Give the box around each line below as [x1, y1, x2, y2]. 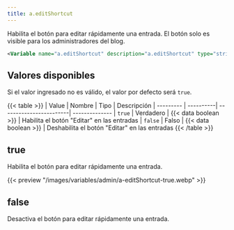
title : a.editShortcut [7, 10, 73, 17]
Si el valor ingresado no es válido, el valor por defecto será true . [7, 88, 192, 96]
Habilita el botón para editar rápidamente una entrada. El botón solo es [7, 29, 210, 38]
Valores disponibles [7, 69, 95, 81]
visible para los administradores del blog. [7, 36, 125, 45]
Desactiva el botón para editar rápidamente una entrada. [7, 214, 169, 223]
